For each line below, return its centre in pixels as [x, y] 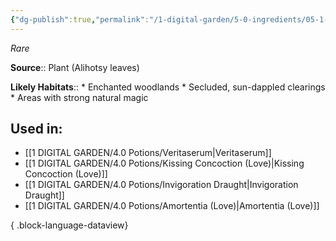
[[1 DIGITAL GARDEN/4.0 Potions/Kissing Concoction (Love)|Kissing [164, 163]
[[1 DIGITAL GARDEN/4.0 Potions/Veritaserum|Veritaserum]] [148, 153]
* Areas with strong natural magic [79, 97]
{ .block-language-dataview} [69, 225]
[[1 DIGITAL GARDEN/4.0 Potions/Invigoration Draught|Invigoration [161, 185]
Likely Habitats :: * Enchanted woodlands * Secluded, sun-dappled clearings [168, 87]
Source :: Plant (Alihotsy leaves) [75, 67]
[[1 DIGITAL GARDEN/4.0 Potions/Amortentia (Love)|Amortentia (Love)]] [172, 206]
